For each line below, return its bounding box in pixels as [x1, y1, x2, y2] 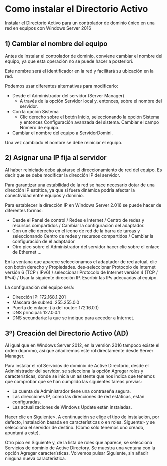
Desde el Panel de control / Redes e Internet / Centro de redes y [12, 217, 145, 223]
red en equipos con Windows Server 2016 [5, 25, 91, 31]
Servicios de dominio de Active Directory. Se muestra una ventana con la [5, 445, 156, 451]
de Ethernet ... [12, 249, 42, 255]
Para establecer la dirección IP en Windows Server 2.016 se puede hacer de [5, 202, 162, 208]
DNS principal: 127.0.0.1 [12, 310, 60, 315]
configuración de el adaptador [12, 238, 75, 244]
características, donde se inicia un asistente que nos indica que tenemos [5, 373, 155, 379]
